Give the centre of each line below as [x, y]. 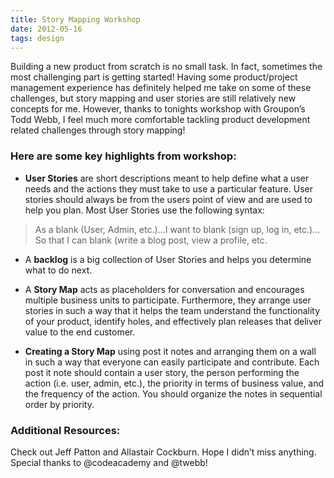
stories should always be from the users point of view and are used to [168, 199]
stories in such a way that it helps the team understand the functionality [172, 310]
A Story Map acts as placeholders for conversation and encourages [164, 289]
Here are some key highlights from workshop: [123, 156]
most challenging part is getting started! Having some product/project [154, 77]
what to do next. [58, 270]
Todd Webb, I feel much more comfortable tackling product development [160, 120]
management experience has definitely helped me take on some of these [161, 88]
